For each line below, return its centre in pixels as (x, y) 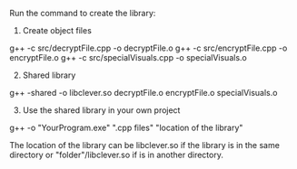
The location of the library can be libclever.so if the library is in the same (144, 145)
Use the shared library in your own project (101, 110)
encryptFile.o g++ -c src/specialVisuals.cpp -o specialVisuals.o (128, 57)
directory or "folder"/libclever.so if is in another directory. (117, 155)
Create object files (57, 30)
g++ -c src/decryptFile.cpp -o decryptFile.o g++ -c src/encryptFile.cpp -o (148, 48)
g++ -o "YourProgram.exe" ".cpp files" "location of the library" (126, 127)
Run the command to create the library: (83, 13)
